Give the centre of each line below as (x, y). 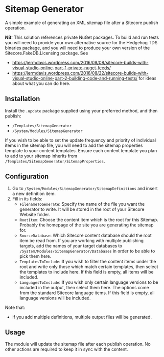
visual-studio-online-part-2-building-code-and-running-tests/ (75, 78)
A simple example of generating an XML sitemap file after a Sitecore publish (82, 23)
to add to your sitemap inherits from (41, 156)
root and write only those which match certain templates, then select (89, 267)
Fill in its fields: (27, 199)
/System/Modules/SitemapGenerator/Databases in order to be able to (87, 251)
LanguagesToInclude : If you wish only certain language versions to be (89, 282)
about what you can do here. (41, 83)
